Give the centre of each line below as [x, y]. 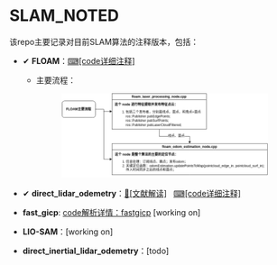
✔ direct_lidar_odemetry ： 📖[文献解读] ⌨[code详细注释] [132, 193]
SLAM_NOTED [64, 16]
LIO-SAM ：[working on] [68, 232]
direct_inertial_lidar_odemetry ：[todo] [96, 251]
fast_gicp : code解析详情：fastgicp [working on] [111, 212]
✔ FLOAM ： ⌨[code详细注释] [78, 60]
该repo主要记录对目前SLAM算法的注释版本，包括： [104, 41]
